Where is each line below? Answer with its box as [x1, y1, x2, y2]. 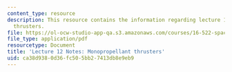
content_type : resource [7, 10, 76, 17]
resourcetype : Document [7, 42, 76, 49]
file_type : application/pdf [7, 36, 88, 43]
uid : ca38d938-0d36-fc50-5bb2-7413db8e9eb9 [7, 55, 135, 62]
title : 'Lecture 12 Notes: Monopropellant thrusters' [7, 49, 166, 56]
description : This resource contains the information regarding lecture [7, 16, 221, 23]
